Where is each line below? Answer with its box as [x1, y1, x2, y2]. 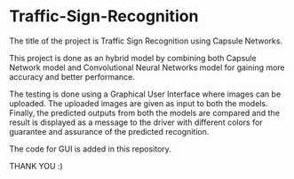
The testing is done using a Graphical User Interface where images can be [9, 89, 282, 99]
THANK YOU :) [9, 160, 64, 171]
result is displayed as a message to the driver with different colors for [9, 117, 264, 128]
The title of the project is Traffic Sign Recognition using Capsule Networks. [9, 35, 282, 46]
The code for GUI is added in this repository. [9, 144, 171, 154]
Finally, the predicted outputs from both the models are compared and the [9, 107, 280, 118]
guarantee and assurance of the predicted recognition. [9, 126, 210, 136]
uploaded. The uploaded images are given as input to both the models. [9, 97, 268, 108]
